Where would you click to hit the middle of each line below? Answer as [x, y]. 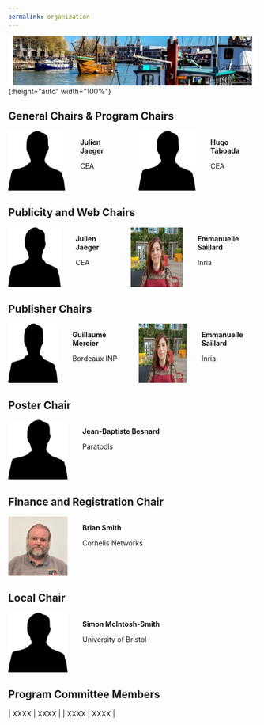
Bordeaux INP [95, 359]
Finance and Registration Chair [86, 501]
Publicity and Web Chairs [72, 213]
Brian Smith [102, 528]
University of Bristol [115, 639]
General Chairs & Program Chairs [91, 116]
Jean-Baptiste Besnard [121, 431]
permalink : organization [49, 17]
